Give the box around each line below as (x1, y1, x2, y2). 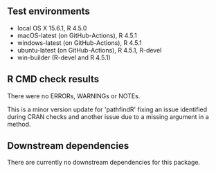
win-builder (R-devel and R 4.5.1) (17, 53, 111, 62)
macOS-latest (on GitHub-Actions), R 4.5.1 (17, 31, 137, 39)
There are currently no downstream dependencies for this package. (7, 158, 201, 167)
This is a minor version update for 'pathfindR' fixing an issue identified (7, 105, 208, 113)
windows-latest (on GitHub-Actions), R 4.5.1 (17, 38, 142, 47)
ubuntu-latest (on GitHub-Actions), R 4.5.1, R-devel (17, 46, 162, 54)
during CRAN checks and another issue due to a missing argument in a (7, 112, 209, 120)
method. (7, 120, 31, 128)
